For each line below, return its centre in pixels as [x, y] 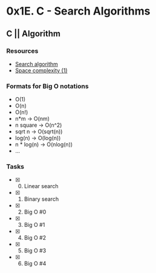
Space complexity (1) [41, 70]
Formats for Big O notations [47, 86]
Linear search [41, 186]
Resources [22, 51]
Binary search [41, 199]
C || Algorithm [33, 34]
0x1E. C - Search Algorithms [78, 11]
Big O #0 [35, 212]
